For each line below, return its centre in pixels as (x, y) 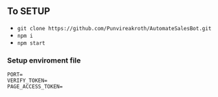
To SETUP (29, 11)
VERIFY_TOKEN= (28, 81)
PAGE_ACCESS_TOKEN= (35, 87)
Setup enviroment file (44, 60)
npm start (31, 43)
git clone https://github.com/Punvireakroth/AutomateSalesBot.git (114, 28)
